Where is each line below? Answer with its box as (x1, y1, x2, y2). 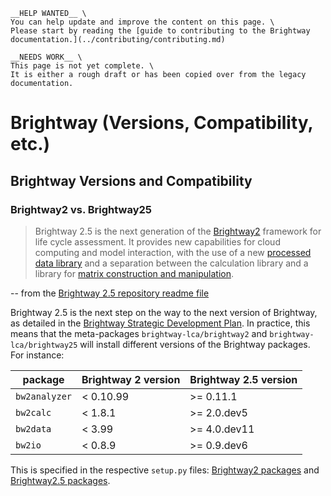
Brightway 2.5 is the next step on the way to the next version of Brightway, (10, 306, 318, 318)
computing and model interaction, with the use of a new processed (34, 246, 312, 258)
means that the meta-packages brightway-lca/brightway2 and (10, 327, 268, 339)
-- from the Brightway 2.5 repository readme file (10, 287, 210, 299)
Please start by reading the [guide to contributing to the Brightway (10, 26, 311, 36)
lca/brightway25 (10, 340, 78, 350)
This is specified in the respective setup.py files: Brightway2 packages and (10, 464, 320, 476)
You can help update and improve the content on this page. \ (10, 17, 275, 27)
